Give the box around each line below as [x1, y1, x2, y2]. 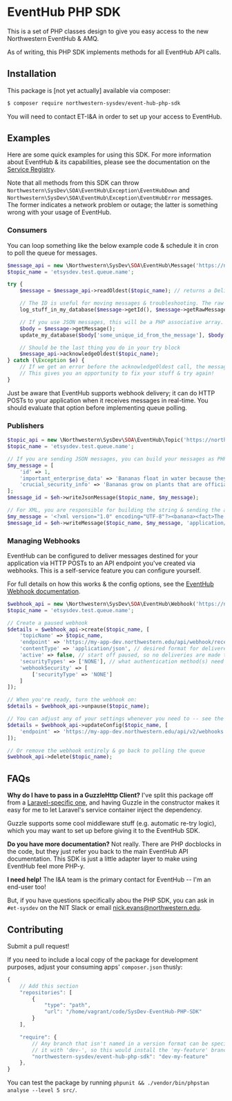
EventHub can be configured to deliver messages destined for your [7, 551, 199, 560]
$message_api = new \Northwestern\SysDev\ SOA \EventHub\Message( [7, 262, 196, 269]
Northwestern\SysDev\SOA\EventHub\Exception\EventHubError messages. [7, 193, 213, 202]
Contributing [7, 924, 64, 936]
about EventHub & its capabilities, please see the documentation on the [7, 158, 211, 166]
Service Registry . [7, 165, 56, 174]
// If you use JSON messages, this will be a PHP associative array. [19, 319, 224, 325]
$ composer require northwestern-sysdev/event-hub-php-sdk [7, 100, 181, 107]
